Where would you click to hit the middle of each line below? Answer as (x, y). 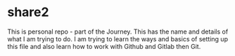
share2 (28, 12)
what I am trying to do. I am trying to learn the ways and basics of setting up (118, 38)
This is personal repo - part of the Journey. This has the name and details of (118, 31)
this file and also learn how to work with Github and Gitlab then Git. (104, 46)
